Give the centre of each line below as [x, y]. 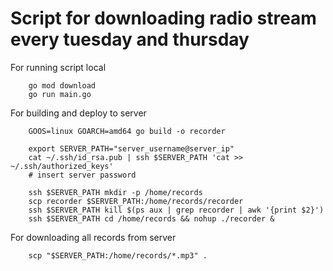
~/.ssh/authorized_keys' [62, 166]
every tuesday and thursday [130, 39]
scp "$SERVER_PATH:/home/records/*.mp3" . [118, 255]
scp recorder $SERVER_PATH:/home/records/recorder [136, 201]
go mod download [62, 85]
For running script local [58, 67]
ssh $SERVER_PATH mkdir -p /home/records [115, 192]
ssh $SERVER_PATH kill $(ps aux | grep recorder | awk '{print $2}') [176, 210]
